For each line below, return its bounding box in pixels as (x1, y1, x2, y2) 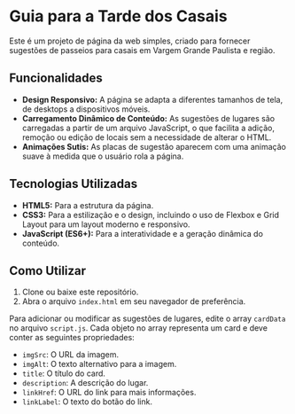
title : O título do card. (21, 368, 106, 379)
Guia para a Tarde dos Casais (9, 6, 228, 27)
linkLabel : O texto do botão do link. (21, 396, 153, 407)
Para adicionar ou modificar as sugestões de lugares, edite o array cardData (9, 313, 286, 324)
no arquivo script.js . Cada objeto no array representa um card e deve (9, 323, 268, 333)
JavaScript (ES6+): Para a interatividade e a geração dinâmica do (21, 228, 264, 238)
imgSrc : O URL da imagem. (21, 349, 120, 360)
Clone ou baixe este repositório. (21, 286, 139, 298)
